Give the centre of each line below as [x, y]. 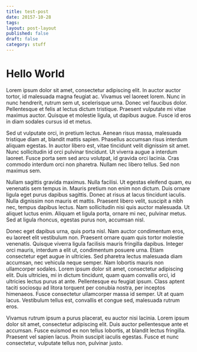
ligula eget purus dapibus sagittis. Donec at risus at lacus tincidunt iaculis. [96, 194]
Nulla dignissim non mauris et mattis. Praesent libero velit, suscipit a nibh [95, 201]
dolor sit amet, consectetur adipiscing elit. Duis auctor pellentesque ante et [97, 324]
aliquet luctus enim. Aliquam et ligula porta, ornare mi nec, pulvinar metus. [96, 213]
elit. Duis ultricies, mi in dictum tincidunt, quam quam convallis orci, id [91, 275]
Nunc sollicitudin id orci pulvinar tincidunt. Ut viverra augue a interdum [92, 152]
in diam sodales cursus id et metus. [49, 121]
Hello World [35, 74]
